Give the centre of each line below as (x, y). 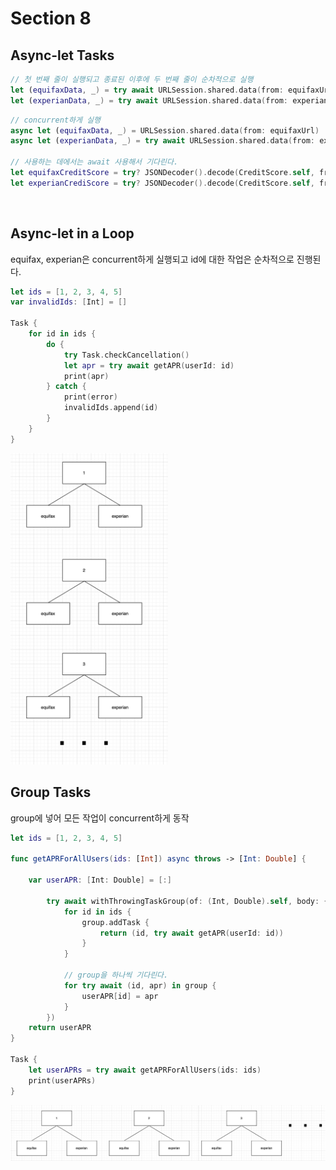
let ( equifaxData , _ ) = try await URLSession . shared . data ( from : (147, 90)
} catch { (66, 387)
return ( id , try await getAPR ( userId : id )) (191, 933)
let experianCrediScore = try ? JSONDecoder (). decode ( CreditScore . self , (162, 183)
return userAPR (60, 1028)
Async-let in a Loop (72, 233)
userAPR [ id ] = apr (120, 996)
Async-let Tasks (62, 55)
